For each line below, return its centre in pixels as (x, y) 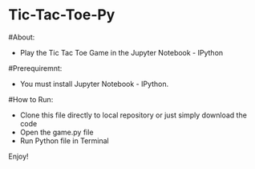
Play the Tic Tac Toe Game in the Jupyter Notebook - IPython (121, 52)
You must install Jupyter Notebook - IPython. (94, 84)
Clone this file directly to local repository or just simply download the (133, 115)
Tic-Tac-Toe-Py (62, 15)
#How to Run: (31, 99)
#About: (22, 37)
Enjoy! (19, 156)
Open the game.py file (57, 132)
